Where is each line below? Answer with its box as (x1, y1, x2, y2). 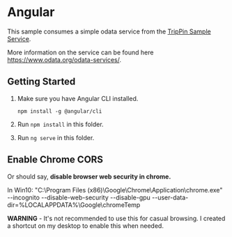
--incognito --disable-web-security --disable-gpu (7, 193, 151, 201)
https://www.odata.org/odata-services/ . (7, 55, 122, 63)
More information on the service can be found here (7, 48, 154, 56)
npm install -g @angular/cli (17, 107, 102, 115)
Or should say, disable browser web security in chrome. (7, 172, 171, 181)
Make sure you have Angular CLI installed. (17, 94, 139, 102)
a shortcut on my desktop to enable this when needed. (7, 221, 164, 230)
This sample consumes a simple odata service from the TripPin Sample (7, 27, 211, 36)
